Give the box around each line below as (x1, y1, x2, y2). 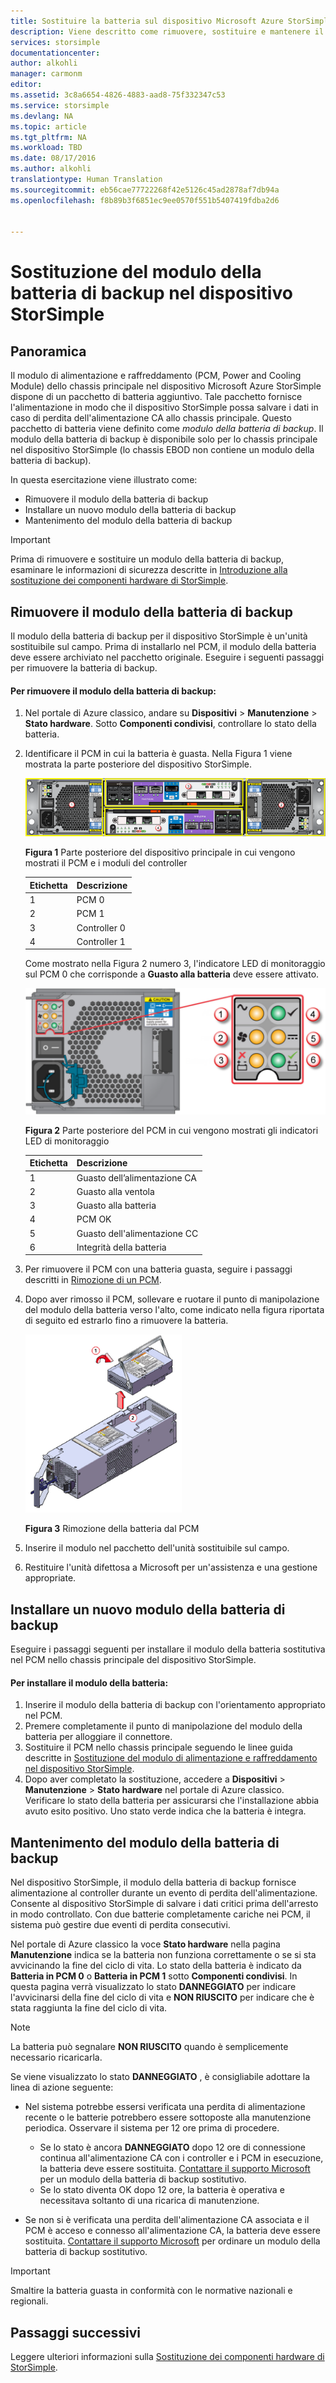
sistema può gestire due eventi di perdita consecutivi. (10, 1919, 231, 1931)
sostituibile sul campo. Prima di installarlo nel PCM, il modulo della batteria (10, 641, 317, 653)
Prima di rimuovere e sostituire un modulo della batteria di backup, (10, 553, 285, 565)
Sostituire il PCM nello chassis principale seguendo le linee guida (24, 1741, 293, 1754)
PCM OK (76, 1213, 112, 1225)
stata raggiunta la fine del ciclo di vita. (10, 2002, 168, 2014)
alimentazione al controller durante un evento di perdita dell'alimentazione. (10, 1887, 318, 1899)
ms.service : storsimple (10, 100, 110, 110)
